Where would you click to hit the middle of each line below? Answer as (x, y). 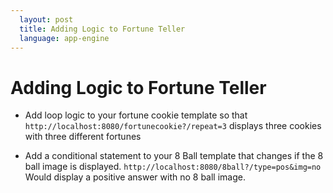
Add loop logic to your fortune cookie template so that (136, 115)
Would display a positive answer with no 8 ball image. (135, 177)
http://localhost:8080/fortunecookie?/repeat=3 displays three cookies (173, 126)
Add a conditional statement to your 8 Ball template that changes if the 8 (174, 156)
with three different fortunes (83, 137)
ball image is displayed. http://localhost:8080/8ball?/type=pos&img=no (173, 167)
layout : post (46, 19)
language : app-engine (64, 38)
